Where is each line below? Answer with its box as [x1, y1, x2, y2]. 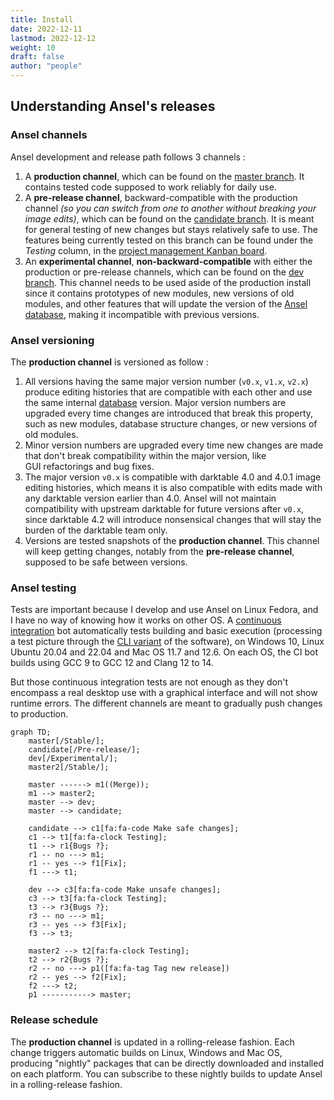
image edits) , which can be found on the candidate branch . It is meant [24, 212, 315, 225]
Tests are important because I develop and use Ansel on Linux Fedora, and [10, 604, 319, 616]
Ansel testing [10, 581, 77, 595]
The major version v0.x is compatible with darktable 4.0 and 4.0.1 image [24, 471, 322, 483]
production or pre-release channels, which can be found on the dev [24, 266, 305, 278]
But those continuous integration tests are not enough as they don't [10, 676, 289, 688]
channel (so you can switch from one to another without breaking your [24, 202, 317, 214]
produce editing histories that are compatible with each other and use [24, 386, 313, 398]
